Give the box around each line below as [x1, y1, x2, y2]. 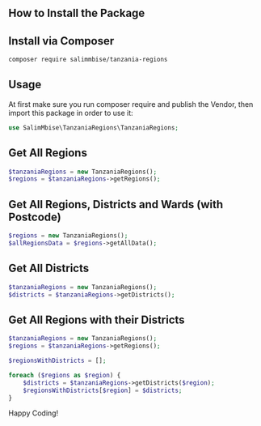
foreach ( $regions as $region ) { [8, 371, 121, 379]
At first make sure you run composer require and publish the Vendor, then [8, 99, 254, 109]
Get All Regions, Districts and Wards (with [8, 198, 224, 211]
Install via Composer [8, 34, 115, 48]
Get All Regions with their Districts [8, 313, 185, 326]
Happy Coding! [8, 408, 59, 418]
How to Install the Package [8, 6, 145, 20]
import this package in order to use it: [8, 108, 133, 117]
